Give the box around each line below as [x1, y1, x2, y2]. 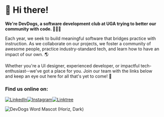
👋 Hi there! [5, 4, 49, 16]
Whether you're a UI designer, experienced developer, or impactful [5, 62, 140, 68]
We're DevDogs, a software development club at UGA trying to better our [5, 21, 157, 27]
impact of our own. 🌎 [5, 51, 49, 57]
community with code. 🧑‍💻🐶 [5, 26, 61, 31]
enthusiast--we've [5, 68, 42, 74]
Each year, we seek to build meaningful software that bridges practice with [5, 35, 156, 41]
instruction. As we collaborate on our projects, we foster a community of [5, 40, 151, 46]
